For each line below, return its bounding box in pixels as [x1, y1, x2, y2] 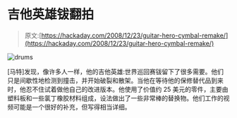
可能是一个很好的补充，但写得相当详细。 [13, 102, 131, 111]
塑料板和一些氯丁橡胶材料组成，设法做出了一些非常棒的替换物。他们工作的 [7, 93, 224, 102]
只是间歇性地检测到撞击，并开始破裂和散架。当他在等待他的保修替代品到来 [7, 76, 224, 85]
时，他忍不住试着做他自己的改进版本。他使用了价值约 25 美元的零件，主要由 [7, 85, 229, 93]
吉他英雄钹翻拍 [7, 6, 95, 23]
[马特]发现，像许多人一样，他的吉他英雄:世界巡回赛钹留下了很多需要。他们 [7, 67, 224, 76]
